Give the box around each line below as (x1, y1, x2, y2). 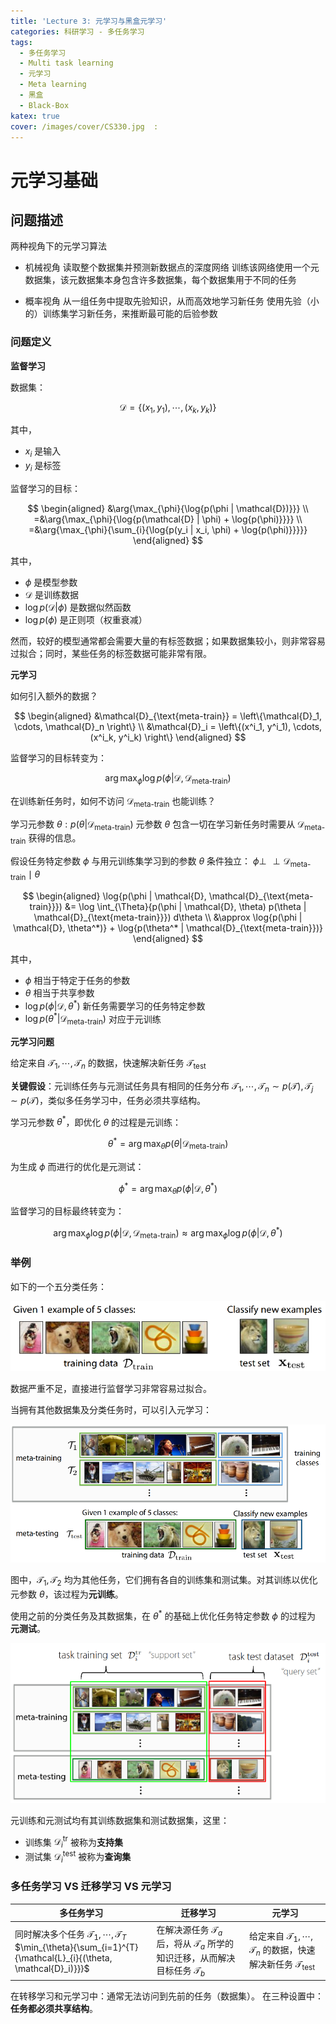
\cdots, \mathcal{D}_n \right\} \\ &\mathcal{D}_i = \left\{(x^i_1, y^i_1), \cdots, (13, 721, 323, 733)
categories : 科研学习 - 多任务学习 (10, 26, 145, 37)
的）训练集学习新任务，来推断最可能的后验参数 (24, 308, 218, 320)
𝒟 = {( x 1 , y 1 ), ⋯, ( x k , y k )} (119, 401, 217, 415)
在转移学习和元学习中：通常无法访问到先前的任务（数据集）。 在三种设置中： (10, 1990, 324, 2002)
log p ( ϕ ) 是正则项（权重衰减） (24, 614, 148, 626)
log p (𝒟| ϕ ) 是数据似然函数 (24, 601, 132, 614)
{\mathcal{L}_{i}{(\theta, (14, 1951, 113, 1964)
